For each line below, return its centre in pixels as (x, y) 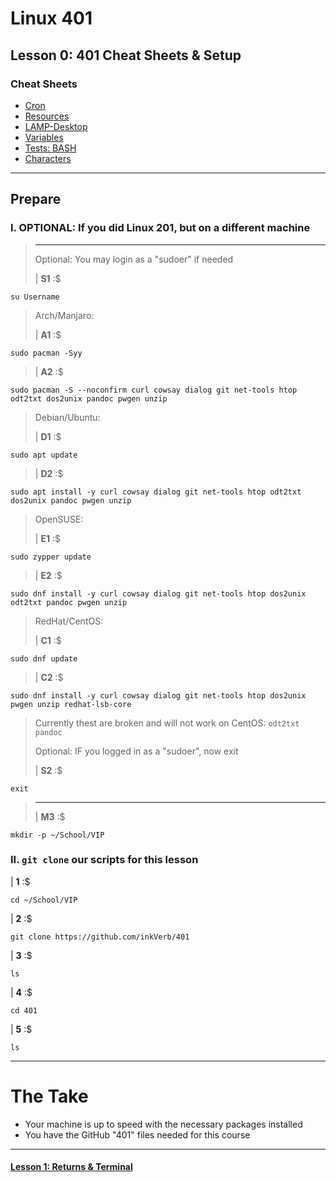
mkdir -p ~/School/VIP (57, 835)
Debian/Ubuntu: (67, 417)
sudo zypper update (51, 557)
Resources (47, 116)
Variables (44, 137)
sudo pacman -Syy (46, 353)
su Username (35, 297)
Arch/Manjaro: (64, 315)
